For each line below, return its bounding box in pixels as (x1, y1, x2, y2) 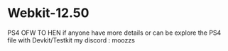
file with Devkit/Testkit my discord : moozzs (7, 35, 135, 44)
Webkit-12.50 (7, 5, 89, 21)
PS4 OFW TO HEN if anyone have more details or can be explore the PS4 (7, 28, 222, 37)
